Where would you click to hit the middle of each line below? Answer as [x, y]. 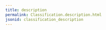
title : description [26, 10]
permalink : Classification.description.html [54, 15]
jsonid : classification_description [44, 19]
